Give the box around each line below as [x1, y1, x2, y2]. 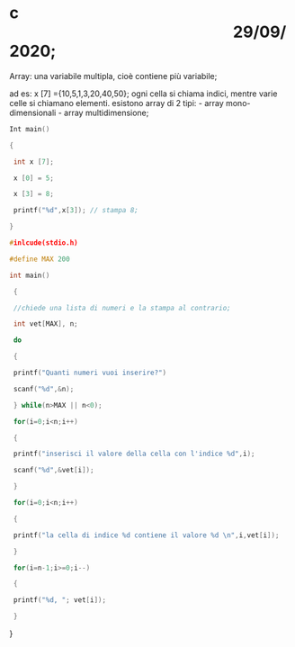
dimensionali [9, 107, 57, 118]
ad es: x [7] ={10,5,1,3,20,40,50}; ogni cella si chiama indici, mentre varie [9, 88, 278, 99]
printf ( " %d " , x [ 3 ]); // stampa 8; [13, 206, 139, 215]
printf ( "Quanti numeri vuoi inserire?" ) [13, 368, 167, 378]
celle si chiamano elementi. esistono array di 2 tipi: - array [9, 97, 225, 108]
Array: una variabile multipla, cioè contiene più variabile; [9, 70, 218, 81]
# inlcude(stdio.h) [9, 238, 78, 247]
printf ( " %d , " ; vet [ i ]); [13, 596, 106, 605]
